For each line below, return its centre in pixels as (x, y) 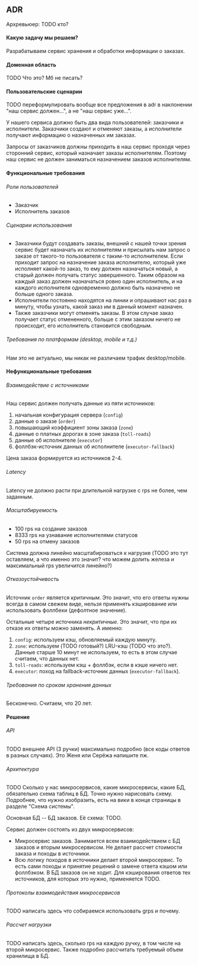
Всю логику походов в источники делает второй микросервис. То (98, 860)
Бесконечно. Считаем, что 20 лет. (49, 703)
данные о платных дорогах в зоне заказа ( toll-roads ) (83, 434)
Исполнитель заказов (42, 211)
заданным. (20, 496)
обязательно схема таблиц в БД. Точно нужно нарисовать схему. (90, 794)
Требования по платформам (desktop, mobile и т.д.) (72, 339)
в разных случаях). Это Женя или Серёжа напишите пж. (78, 755)
